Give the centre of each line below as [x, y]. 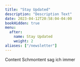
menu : [10, 28]
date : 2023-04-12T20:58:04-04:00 [39, 18]
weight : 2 [24, 41]
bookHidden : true [22, 23]
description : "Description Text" [39, 14]
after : [16, 32]
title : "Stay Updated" [28, 9]
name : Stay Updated [33, 37]
